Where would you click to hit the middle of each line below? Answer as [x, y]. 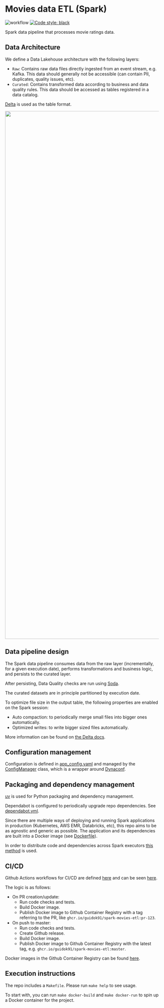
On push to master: [31, 923]
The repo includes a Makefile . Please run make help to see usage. [71, 985]
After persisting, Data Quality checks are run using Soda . [62, 683]
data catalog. [25, 94]
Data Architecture [33, 47]
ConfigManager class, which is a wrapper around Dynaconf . [65, 769]
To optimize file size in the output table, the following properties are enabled [82, 702]
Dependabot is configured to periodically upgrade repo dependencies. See [81, 806]
